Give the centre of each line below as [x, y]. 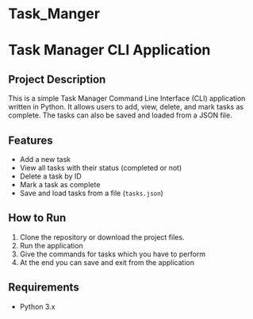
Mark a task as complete [60, 184]
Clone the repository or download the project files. [102, 237]
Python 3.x [37, 306]
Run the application [51, 245]
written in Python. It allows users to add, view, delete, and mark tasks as [126, 107]
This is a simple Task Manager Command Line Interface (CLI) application [127, 98]
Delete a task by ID [50, 176]
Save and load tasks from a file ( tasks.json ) [92, 193]
